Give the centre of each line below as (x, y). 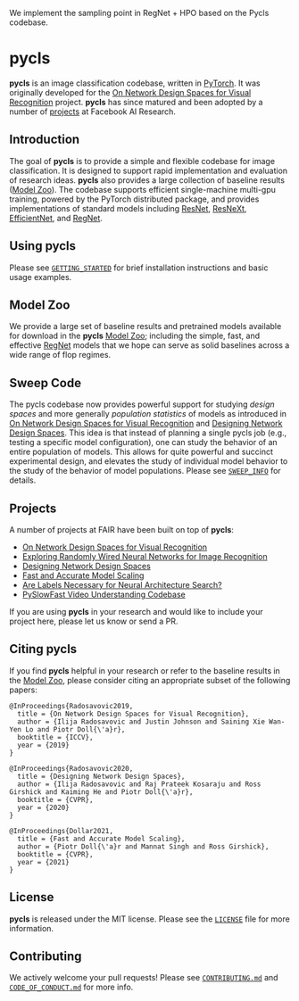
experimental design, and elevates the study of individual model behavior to (149, 461)
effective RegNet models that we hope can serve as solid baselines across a (149, 345)
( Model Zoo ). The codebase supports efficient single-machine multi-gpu (143, 189)
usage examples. (41, 277)
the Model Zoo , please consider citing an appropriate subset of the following (150, 680)
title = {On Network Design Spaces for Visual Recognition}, (133, 714)
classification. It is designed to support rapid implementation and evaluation (149, 170)
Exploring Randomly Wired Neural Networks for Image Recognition (145, 556)
